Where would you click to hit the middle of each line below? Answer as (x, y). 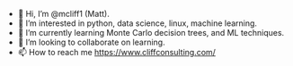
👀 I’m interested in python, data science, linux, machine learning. (138, 23)
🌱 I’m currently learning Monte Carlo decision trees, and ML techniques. (151, 33)
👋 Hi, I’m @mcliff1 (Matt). (63, 14)
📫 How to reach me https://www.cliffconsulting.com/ (116, 52)
